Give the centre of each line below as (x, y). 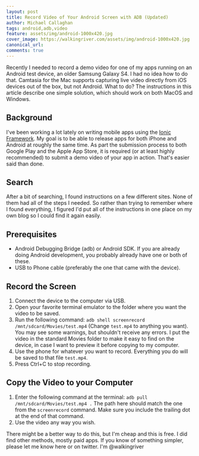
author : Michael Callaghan (40, 23)
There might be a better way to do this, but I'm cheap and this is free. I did (97, 434)
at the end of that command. (50, 416)
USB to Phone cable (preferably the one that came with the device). (97, 268)
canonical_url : (25, 45)
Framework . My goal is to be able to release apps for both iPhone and (91, 138)
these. (23, 261)
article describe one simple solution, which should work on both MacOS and (99, 92)
